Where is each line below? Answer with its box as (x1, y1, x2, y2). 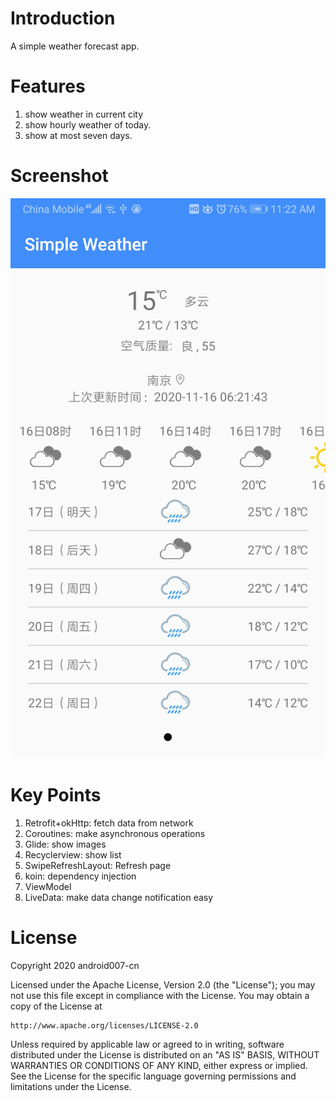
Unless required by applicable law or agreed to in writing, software (10, 1038, 285, 1050)
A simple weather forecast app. (10, 40, 140, 52)
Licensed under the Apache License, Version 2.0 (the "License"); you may (10, 978, 316, 991)
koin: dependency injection (24, 870, 137, 882)
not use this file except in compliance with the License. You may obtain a (10, 989, 310, 1001)
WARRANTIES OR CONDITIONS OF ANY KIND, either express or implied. (10, 1059, 308, 1071)
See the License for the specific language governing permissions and (10, 1070, 297, 1082)
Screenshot (10, 165, 109, 187)
